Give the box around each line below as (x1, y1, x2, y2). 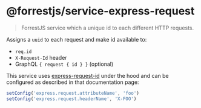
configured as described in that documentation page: (6, 78, 139, 86)
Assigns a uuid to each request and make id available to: (6, 36, 147, 43)
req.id (15, 48, 32, 55)
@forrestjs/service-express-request (6, 4, 195, 18)
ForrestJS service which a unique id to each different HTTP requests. (21, 24, 194, 31)
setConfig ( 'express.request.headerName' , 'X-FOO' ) (6, 95, 137, 102)
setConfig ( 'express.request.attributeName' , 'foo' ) (6, 90, 139, 96)
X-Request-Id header (15, 54, 68, 61)
